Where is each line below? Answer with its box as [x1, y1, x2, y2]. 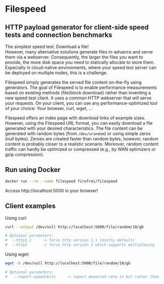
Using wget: [5, 252, 29, 257]
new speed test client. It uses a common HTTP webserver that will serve [5, 95, 152, 101]
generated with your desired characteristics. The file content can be [5, 125, 143, 131]
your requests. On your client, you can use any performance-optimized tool [5, 100, 158, 106]
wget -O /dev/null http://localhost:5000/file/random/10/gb [5, 261, 131, 266]
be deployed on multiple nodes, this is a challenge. [5, 70, 108, 76]
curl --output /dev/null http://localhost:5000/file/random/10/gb [5, 225, 144, 229]
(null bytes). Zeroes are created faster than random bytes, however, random [5, 136, 159, 142]
